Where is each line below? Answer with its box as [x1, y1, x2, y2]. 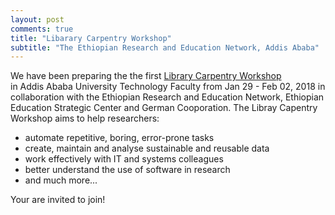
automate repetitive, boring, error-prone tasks [24, 132, 215, 144]
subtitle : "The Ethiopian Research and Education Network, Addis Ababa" [10, 42, 320, 53]
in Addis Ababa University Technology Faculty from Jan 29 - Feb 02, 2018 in [10, 81, 326, 93]
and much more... [24, 174, 98, 186]
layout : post [10, 14, 65, 25]
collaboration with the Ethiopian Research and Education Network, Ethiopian [10, 91, 325, 103]
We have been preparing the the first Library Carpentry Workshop [10, 70, 282, 82]
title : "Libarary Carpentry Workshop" [10, 33, 172, 43]
